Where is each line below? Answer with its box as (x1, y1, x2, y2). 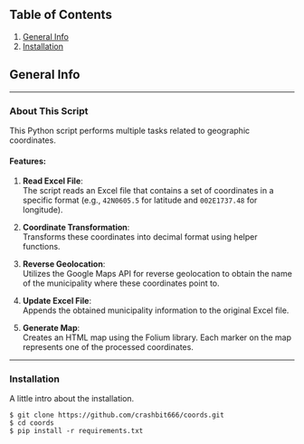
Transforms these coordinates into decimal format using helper (22, 231, 258, 242)
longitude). (22, 204, 63, 215)
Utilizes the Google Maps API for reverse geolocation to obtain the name (22, 269, 292, 279)
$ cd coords (9, 419, 54, 428)
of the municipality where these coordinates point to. (22, 278, 220, 288)
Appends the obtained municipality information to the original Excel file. (22, 305, 290, 316)
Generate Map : (22, 323, 81, 334)
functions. (22, 241, 61, 252)
